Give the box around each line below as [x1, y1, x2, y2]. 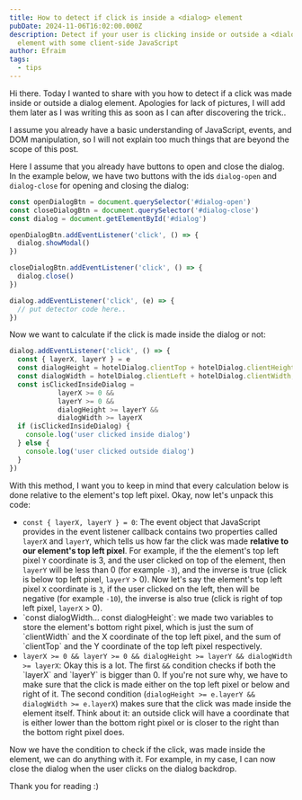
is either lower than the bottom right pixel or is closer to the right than [22, 716, 280, 728]
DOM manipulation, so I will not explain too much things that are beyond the [9, 134, 289, 145]
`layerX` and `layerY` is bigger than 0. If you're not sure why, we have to [22, 669, 289, 680]
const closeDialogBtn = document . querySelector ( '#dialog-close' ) [9, 206, 259, 215]
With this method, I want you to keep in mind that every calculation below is [9, 480, 289, 491]
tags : [9, 55, 30, 64]
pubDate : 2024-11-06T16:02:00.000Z [9, 22, 143, 31]
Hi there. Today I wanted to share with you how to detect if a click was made [9, 87, 292, 99]
